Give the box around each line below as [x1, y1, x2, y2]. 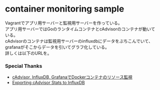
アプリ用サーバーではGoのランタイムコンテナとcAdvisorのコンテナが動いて [5, 26, 156, 32]
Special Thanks [5, 62, 43, 69]
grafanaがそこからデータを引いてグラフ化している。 [5, 44, 110, 50]
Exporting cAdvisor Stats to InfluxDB [12, 80, 85, 86]
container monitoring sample [5, 3, 125, 15]
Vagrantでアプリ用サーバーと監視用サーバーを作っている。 [5, 20, 123, 26]
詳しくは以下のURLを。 [5, 50, 52, 56]
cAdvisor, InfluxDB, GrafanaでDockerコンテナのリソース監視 [12, 74, 132, 80]
